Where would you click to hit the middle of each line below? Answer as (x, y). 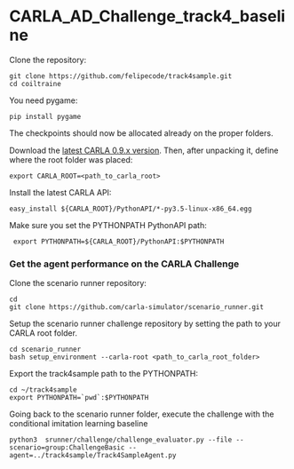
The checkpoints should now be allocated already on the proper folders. (141, 133)
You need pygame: (44, 100)
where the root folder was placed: (71, 159)
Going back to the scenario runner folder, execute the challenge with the (142, 414)
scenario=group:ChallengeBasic (67, 448)
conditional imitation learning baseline (79, 424)
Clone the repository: (48, 60)
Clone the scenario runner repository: (78, 283)
